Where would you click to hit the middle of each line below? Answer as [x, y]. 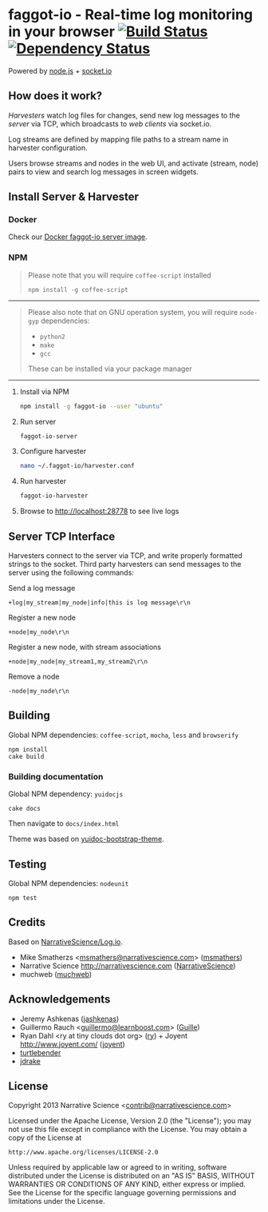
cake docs [25, 809]
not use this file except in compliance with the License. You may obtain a [128, 1130]
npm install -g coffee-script [78, 289]
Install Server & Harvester [74, 197]
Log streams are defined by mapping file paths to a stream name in [118, 139]
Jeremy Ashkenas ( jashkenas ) [69, 1019]
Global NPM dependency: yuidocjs [66, 794]
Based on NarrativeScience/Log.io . [66, 942]
